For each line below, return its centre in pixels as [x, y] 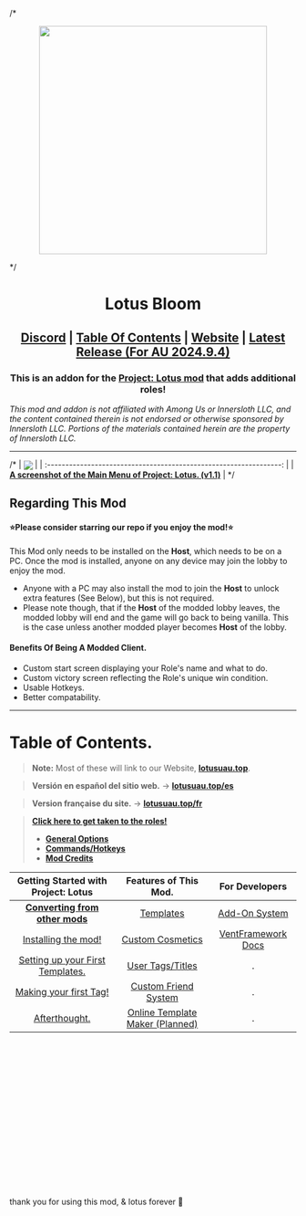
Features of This [162, 880]
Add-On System [253, 913]
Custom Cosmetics [162, 939]
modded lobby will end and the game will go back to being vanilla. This [156, 617]
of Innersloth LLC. [43, 438]
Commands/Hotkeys [85, 848]
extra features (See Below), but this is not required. [118, 598]
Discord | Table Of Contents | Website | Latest [153, 337]
